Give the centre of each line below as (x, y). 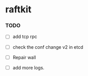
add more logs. (28, 67)
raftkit (18, 9)
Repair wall (24, 57)
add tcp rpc (25, 36)
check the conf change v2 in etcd (48, 47)
